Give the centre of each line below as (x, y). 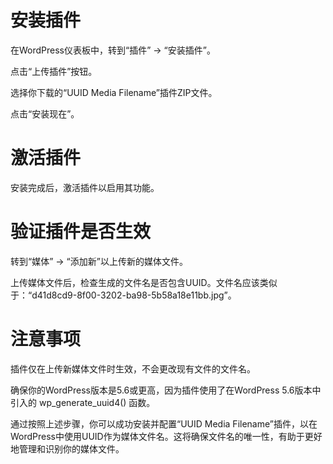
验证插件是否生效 (81, 232)
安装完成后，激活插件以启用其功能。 (85, 187)
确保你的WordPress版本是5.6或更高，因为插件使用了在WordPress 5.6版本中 (166, 390)
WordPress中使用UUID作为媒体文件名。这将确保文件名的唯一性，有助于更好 (166, 436)
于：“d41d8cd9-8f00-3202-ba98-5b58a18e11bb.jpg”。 (123, 295)
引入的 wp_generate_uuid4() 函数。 (83, 402)
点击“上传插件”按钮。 (54, 71)
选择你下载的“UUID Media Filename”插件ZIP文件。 (114, 92)
